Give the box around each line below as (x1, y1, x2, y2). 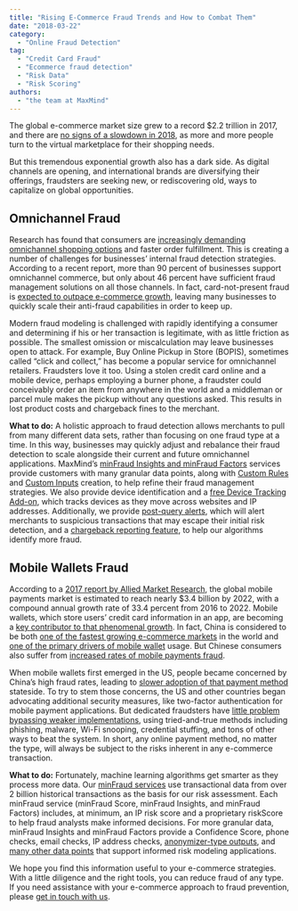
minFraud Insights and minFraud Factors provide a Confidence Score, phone (9, 826, 289, 837)
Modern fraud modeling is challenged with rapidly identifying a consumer (9, 318, 278, 329)
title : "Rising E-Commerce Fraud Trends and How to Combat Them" (9, 12, 256, 22)
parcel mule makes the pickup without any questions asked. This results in (9, 394, 282, 405)
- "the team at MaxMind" (17, 95, 109, 105)
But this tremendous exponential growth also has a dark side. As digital (9, 157, 270, 168)
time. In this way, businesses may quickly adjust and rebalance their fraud (9, 439, 280, 450)
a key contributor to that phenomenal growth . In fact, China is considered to (9, 621, 287, 632)
